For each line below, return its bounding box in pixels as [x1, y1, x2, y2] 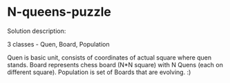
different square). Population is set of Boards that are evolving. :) [7, 68, 191, 76]
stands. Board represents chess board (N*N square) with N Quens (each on [7, 60, 223, 69]
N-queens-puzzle [7, 4, 112, 20]
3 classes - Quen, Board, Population [7, 40, 111, 48]
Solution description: [7, 27, 66, 35]
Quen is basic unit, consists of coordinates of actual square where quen [7, 53, 212, 62]
